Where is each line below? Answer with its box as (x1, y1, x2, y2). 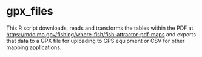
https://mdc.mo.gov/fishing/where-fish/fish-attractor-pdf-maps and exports (6, 30, 196, 38)
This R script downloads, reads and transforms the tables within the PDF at (6, 24, 194, 32)
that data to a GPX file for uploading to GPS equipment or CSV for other (6, 37, 185, 44)
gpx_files (6, 4, 53, 18)
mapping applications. (6, 44, 62, 51)
